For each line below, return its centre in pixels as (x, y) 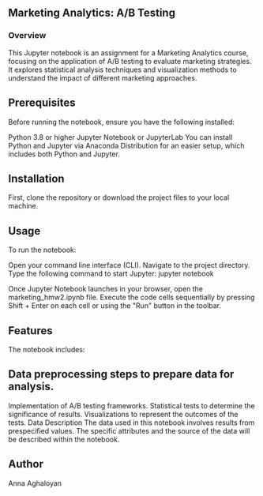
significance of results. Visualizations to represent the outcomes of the (123, 414)
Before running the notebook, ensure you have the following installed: (122, 122)
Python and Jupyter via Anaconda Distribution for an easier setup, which (126, 145)
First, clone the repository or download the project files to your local (119, 197)
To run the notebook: (42, 250)
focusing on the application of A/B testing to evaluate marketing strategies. (130, 61)
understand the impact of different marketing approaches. (103, 77)
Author (26, 464)
